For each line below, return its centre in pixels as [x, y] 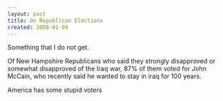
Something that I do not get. [48, 48]
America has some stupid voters [55, 90]
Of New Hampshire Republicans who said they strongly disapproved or [111, 61]
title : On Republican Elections [55, 21]
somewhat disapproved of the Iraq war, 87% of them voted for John [107, 69]
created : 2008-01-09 [38, 27]
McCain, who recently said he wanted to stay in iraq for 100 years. [104, 76]
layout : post [27, 14]
